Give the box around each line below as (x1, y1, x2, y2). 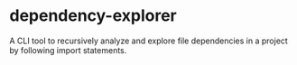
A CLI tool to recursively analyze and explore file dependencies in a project (9, 35, 289, 46)
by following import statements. (9, 44, 127, 55)
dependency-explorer (9, 5, 178, 26)
